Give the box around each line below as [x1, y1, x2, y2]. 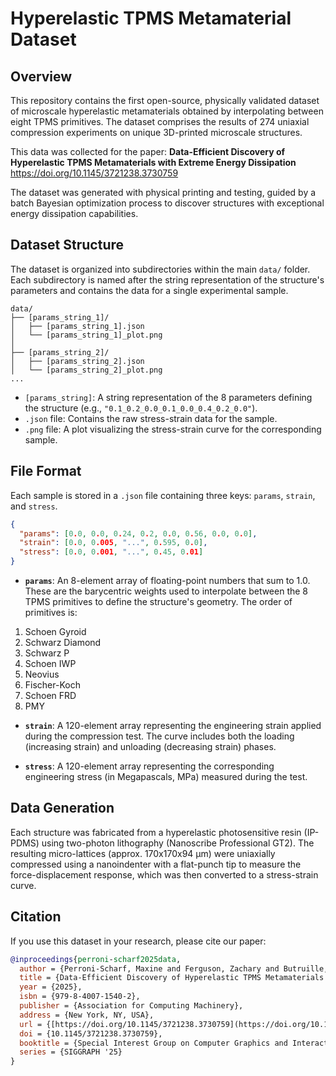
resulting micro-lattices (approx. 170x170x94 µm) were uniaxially [10, 847, 276, 859]
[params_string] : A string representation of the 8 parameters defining [24, 391, 313, 403]
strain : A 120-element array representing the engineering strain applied [24, 720, 322, 731]
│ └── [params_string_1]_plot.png [10, 330, 163, 340]
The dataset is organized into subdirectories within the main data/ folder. [10, 263, 311, 275]
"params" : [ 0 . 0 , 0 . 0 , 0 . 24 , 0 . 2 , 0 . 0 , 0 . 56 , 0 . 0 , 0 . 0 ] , [19, 528, 258, 539]
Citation [10, 908, 62, 926]
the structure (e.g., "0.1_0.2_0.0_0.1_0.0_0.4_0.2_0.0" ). [24, 402, 258, 414]
